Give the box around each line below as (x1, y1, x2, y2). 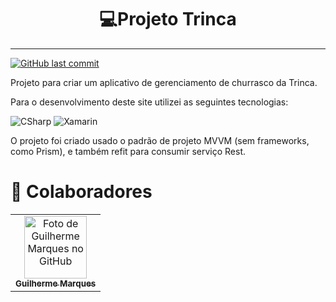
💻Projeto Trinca (99, 8, 237, 31)
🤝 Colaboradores (10, 181, 153, 203)
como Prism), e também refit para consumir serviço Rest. (10, 145, 246, 157)
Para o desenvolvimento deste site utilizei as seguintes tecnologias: (10, 96, 289, 108)
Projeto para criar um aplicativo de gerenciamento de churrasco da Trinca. (10, 76, 318, 88)
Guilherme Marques (15, 277, 97, 289)
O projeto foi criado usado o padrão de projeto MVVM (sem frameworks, (10, 134, 310, 146)
